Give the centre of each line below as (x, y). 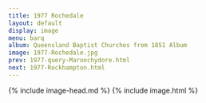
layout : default (35, 23)
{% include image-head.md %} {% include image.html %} (103, 90)
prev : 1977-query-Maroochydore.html (69, 61)
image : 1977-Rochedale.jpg (53, 53)
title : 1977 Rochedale (46, 16)
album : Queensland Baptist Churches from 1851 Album (98, 46)
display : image (34, 30)
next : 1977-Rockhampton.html (57, 68)
